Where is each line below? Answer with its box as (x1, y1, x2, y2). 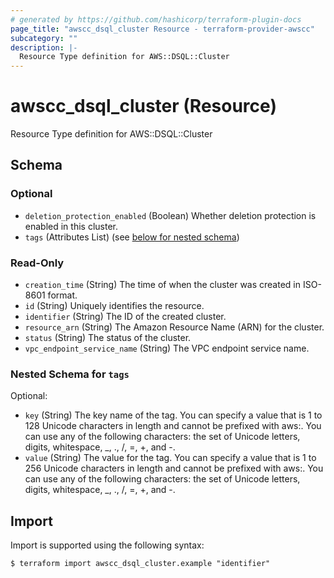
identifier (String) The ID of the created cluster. (24, 311, 227, 323)
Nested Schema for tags (10, 367, 130, 381)
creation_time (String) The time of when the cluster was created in (24, 279, 301, 291)
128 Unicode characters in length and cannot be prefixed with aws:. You (24, 420, 322, 432)
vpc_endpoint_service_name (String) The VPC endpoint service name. (24, 342, 310, 355)
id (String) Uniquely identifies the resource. (24, 300, 205, 312)
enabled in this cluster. (24, 220, 118, 232)
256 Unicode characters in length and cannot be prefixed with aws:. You (24, 462, 324, 475)
